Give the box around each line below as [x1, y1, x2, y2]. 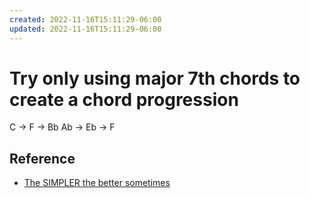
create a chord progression [9, 88, 239, 111]
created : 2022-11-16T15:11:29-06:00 [9, 14, 162, 25]
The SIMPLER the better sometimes [23, 177, 171, 189]
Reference [9, 150, 76, 167]
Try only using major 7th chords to [9, 67, 301, 90]
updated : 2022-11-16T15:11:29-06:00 [9, 24, 162, 34]
